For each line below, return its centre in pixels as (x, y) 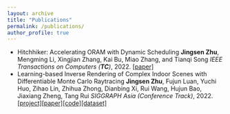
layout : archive (30, 13)
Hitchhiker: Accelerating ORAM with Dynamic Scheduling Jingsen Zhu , (118, 52)
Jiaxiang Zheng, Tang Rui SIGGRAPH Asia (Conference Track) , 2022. (115, 96)
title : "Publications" (40, 20)
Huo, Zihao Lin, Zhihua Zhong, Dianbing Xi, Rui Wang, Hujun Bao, (109, 89)
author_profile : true (38, 33)
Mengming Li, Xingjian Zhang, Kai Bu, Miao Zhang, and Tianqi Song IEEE (119, 60)
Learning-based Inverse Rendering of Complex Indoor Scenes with (112, 74)
